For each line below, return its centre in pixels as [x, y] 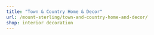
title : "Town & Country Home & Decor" [54, 12]
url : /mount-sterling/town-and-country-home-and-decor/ [77, 17]
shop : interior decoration [40, 23]
